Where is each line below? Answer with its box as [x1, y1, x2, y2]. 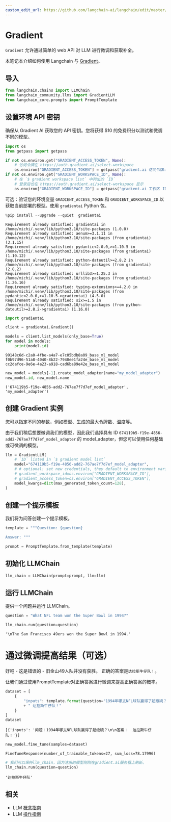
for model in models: [5, 339, 51, 344]
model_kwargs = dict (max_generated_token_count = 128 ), [14, 480, 126, 486]
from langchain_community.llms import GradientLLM [5, 93, 115, 98]
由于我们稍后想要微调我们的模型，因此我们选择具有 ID [5, 429, 118, 435]
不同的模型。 [5, 134, 32, 140]
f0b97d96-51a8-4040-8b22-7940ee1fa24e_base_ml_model [5, 357, 120, 362]
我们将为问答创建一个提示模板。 [5, 516, 72, 522]
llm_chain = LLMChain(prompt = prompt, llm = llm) [5, 573, 106, 578]
